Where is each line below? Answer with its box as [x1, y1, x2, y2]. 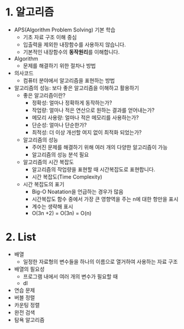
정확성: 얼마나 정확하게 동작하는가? [31, 99, 112, 106]
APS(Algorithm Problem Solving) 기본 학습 [14, 26, 116, 33]
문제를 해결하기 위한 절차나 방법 [22, 62, 96, 69]
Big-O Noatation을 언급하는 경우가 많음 [31, 188, 124, 195]
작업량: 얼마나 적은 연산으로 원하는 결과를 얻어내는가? [31, 106, 155, 113]
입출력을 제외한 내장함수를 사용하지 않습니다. [22, 41, 126, 48]
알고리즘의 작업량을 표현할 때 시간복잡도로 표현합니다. [31, 165, 156, 173]
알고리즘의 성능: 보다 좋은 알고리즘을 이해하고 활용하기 [14, 84, 140, 91]
